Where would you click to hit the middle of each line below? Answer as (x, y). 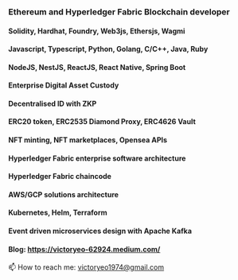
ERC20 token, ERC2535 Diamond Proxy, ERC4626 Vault (102, 122)
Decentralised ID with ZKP (53, 103)
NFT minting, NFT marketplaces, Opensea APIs (88, 140)
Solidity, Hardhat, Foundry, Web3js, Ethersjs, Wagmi (97, 31)
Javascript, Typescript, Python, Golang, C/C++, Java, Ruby (108, 49)
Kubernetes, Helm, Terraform (58, 212)
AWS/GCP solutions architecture (64, 194)
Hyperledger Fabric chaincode (60, 177)
